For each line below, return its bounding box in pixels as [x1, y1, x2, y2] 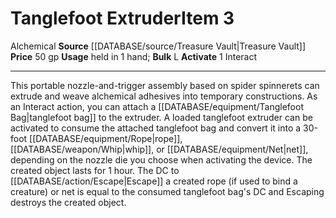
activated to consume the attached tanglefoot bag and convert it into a [10, 122, 302, 134]
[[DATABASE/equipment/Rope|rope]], [29, 132, 183, 144]
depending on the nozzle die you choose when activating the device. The [10, 153, 313, 166]
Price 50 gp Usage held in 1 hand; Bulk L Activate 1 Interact [10, 50, 258, 62]
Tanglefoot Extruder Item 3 [10, 7, 235, 30]
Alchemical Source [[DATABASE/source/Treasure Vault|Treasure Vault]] [10, 40, 307, 52]
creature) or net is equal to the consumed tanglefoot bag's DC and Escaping [10, 185, 325, 197]
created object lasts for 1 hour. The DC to [10, 164, 180, 176]
